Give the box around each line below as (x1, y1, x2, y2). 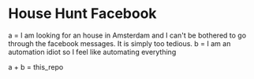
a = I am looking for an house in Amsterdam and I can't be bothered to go (8, 31, 247, 40)
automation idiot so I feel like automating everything (8, 47, 177, 56)
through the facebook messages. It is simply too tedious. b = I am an (8, 38, 231, 48)
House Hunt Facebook (8, 5, 157, 23)
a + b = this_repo (8, 62, 64, 71)
